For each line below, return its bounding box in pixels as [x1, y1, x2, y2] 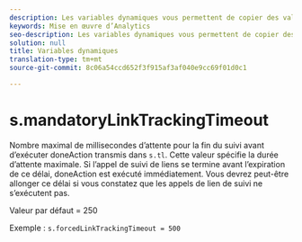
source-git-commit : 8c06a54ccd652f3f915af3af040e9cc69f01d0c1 [9, 64, 247, 73]
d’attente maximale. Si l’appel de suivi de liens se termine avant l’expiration [9, 158, 286, 169]
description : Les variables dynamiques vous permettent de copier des [9, 13, 280, 22]
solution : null [9, 38, 67, 48]
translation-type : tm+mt [9, 55, 102, 64]
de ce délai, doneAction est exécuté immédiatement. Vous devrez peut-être [9, 168, 289, 179]
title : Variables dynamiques [9, 47, 119, 56]
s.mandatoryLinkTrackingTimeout [9, 110, 270, 130]
